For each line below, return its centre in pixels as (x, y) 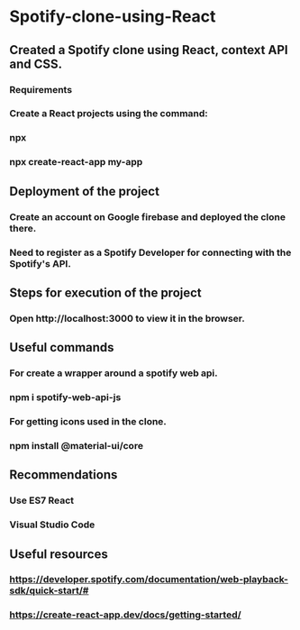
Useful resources (59, 554)
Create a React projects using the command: (109, 114)
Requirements (41, 89)
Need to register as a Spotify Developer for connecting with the (150, 252)
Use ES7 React (42, 500)
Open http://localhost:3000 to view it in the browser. (127, 318)
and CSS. (36, 64)
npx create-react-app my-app (76, 162)
